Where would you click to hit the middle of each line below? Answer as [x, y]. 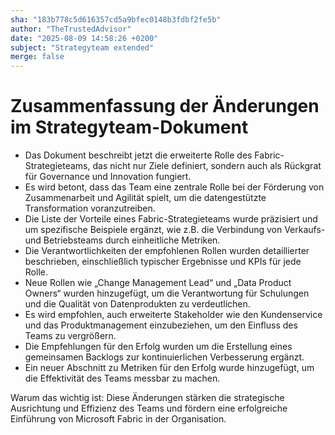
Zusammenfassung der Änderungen [165, 106]
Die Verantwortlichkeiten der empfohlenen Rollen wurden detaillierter [167, 251]
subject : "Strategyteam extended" [82, 47]
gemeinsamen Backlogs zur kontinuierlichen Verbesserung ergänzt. [164, 357]
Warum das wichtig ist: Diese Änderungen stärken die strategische [147, 398]
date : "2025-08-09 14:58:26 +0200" [84, 38]
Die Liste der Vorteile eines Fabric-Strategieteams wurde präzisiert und [171, 219]
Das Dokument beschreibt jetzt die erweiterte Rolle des [138, 155]
